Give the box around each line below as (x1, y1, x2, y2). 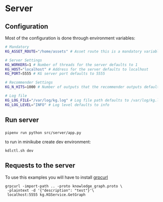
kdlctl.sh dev (5, 148, 34, 153)
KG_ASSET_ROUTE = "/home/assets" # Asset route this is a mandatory (5, 49, 142, 54)
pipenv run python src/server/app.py (5, 130, 81, 135)
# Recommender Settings (5, 80, 53, 85)
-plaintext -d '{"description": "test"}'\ (7, 188, 95, 193)
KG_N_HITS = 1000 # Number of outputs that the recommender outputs (5, 84, 142, 90)
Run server (5, 116, 39, 124)
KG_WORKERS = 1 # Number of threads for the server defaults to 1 (5, 62, 138, 67)
